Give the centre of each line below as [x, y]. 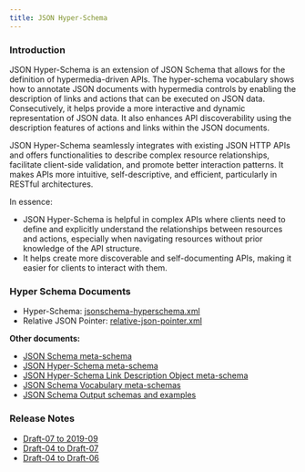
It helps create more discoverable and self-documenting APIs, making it [157, 258]
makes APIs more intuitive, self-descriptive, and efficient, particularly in [143, 174]
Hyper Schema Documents [70, 291]
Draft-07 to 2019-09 [60, 438]
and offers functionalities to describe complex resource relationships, [140, 155]
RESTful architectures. [51, 184]
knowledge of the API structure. [82, 248]
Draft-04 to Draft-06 [61, 457]
